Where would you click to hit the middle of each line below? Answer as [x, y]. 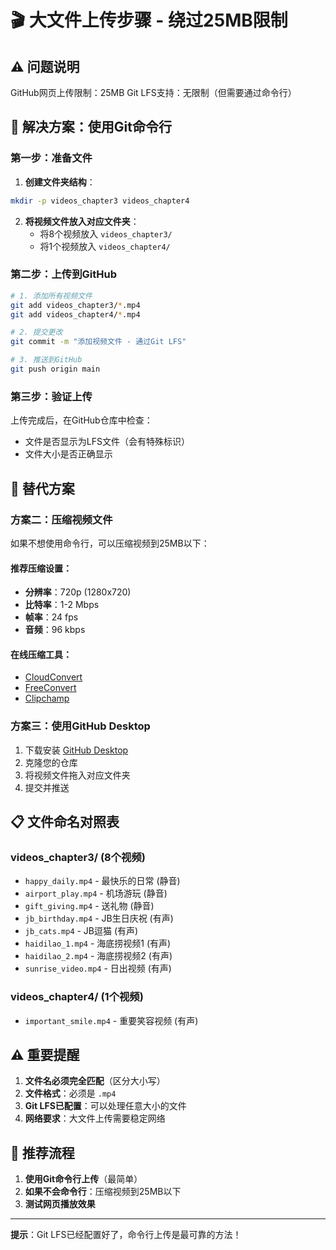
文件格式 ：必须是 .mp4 [70, 1093]
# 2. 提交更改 [36, 332]
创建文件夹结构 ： [60, 182]
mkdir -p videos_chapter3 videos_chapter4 [100, 201]
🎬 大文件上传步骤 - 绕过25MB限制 [149, 20]
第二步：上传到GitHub [63, 274]
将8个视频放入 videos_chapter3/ [106, 233]
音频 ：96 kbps [55, 630]
